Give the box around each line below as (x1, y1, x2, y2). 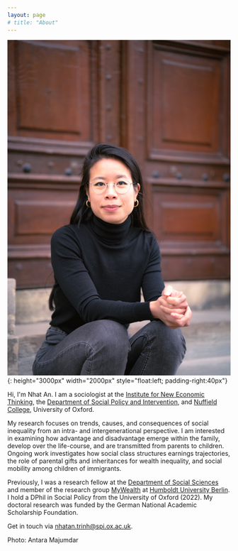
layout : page (7, 11, 46, 18)
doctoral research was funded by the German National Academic (7, 501, 197, 509)
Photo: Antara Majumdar (7, 536, 79, 545)
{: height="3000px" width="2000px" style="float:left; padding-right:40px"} (7, 376, 228, 385)
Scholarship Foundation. (7, 508, 79, 517)
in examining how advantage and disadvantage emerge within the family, (7, 434, 220, 443)
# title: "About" (7, 18, 59, 26)
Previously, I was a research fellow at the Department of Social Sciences (7, 478, 219, 486)
